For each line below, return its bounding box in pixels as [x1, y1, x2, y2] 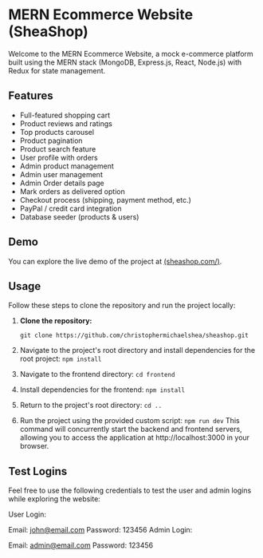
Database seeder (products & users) [19, 212, 139, 221]
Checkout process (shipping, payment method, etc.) [19, 195, 191, 204]
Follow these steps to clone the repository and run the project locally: [8, 301, 236, 311]
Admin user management [19, 169, 104, 179]
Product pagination [19, 136, 83, 145]
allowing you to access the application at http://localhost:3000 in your [19, 433, 249, 442]
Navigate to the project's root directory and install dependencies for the [19, 346, 256, 355]
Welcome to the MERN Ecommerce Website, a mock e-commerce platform [8, 49, 253, 58]
